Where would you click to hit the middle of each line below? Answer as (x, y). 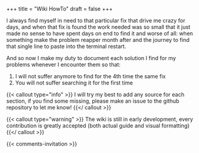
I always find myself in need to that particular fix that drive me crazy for (96, 20)
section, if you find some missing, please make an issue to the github (93, 101)
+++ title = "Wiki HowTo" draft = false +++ (60, 9)
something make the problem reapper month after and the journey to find (98, 40)
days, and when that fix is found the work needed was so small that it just (98, 27)
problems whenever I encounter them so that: (63, 64)
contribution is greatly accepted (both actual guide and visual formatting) (98, 126)
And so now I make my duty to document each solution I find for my (91, 58)
